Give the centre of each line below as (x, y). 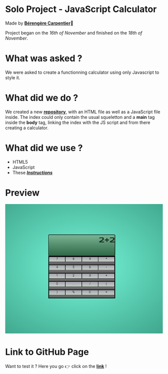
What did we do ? (42, 98)
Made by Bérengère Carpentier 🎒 (39, 23)
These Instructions (32, 172)
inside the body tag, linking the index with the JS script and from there (78, 122)
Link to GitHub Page (47, 352)
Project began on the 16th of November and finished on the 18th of (74, 33)
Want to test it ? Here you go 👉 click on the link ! (56, 366)
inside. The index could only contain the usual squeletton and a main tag (80, 117)
